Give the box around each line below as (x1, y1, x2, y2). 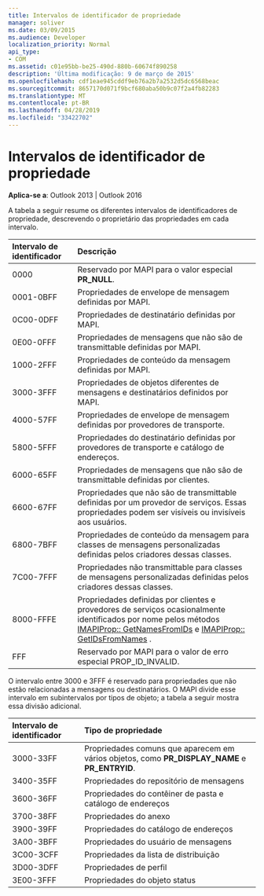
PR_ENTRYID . (83, 762, 136, 773)
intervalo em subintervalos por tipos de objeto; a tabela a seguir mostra (8, 692, 240, 702)
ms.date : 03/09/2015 (8, 26, 76, 34)
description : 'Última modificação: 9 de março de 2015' (8, 70, 195, 78)
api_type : (8, 48, 41, 56)
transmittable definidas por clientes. (77, 474, 211, 485)
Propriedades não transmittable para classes (77, 561, 243, 572)
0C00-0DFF (12, 314, 59, 325)
